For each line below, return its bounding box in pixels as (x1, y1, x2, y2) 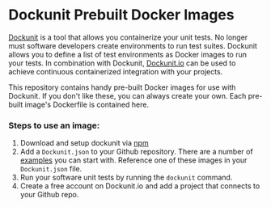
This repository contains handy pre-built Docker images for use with (8, 82, 236, 92)
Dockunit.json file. (19, 164, 83, 174)
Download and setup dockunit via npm (19, 138, 149, 148)
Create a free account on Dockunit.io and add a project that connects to (19, 181, 260, 191)
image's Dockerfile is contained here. (24, 99, 150, 109)
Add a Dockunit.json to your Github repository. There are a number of (19, 147, 253, 157)
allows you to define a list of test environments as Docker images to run (8, 49, 248, 59)
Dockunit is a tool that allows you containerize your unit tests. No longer (8, 32, 248, 42)
